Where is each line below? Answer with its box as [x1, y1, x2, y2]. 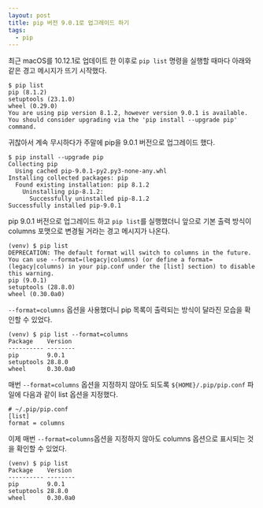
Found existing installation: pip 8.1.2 [15, 181, 150, 189]
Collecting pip [8, 161, 58, 169]
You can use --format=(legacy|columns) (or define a [8, 256, 185, 264]
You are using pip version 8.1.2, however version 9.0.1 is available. [8, 109, 248, 117]
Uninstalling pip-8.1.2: [22, 188, 104, 196]
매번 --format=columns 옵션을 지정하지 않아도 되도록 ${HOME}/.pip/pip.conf [8, 380, 246, 390]
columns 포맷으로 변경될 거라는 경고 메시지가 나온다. [8, 226, 171, 236]
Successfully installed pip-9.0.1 [8, 202, 122, 210]
